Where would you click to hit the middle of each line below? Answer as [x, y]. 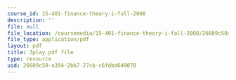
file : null [23, 26]
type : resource [29, 59]
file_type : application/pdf [48, 40]
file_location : [29, 33]
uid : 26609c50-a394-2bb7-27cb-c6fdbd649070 [72, 65]
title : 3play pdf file [40, 53]
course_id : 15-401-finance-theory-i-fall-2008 [77, 14]
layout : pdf [25, 46]
